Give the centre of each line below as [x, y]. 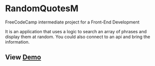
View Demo [23, 57]
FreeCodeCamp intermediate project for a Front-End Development [72, 22]
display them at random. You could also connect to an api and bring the [78, 37]
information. [18, 42]
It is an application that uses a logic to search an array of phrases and [76, 31]
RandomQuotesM [42, 9]
